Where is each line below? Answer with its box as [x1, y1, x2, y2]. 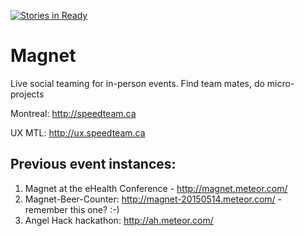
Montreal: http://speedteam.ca [10, 107, 137, 119]
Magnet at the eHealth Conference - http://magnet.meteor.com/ [24, 182, 288, 194]
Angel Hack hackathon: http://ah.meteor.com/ [24, 214, 214, 226]
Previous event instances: [10, 156, 177, 173]
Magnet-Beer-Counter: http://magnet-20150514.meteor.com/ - [24, 193, 283, 205]
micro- [266, 77, 295, 89]
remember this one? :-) [24, 203, 120, 215]
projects [10, 88, 45, 100]
